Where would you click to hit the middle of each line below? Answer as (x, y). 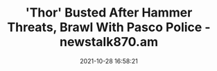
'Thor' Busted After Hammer (109, 13)
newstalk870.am (109, 42)
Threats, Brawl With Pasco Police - (109, 27)
